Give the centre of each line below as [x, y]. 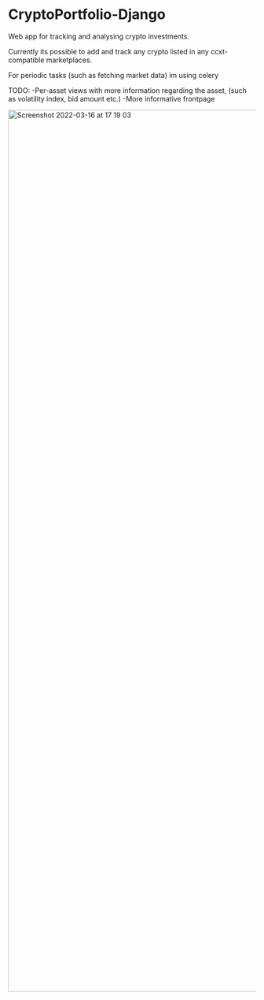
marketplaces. [69, 60]
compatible [26, 60]
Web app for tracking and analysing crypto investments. [99, 36]
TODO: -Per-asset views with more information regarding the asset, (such [128, 90]
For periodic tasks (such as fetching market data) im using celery [114, 75]
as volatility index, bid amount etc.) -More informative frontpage [112, 98]
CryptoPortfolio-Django [87, 15]
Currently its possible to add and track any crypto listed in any [109, 51]
